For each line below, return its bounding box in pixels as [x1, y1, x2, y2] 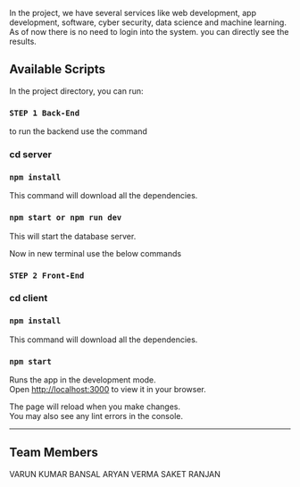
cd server [9, 148, 52, 161]
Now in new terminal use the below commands [9, 248, 181, 258]
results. [9, 36, 37, 46]
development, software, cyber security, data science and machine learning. [9, 17, 287, 28]
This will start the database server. [9, 231, 137, 241]
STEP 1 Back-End [9, 107, 80, 118]
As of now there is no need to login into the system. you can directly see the [9, 27, 289, 37]
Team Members [9, 445, 98, 460]
